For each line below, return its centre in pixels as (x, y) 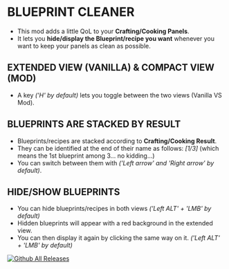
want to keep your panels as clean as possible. (84, 46)
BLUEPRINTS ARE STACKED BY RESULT (94, 124)
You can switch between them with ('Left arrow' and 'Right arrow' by (116, 163)
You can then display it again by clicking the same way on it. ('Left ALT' (118, 238)
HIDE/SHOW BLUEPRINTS (64, 192)
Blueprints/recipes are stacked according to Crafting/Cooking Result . (117, 141)
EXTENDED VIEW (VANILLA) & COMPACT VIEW (111, 67)
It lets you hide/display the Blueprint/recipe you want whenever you (116, 38)
